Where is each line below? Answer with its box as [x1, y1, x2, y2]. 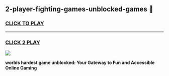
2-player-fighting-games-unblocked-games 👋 [5, 5, 153, 13]
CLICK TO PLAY [5, 20, 44, 27]
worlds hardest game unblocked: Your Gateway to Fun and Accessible [5, 59, 155, 65]
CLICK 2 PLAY [5, 38, 40, 45]
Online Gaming [5, 64, 37, 70]
